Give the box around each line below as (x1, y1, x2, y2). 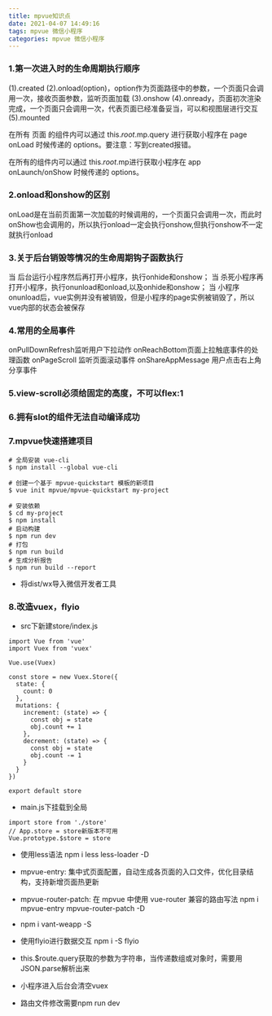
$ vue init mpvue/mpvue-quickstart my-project (8, 486, 169, 494)
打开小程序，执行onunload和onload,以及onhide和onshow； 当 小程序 (8, 282, 240, 292)
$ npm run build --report (8, 563, 96, 571)
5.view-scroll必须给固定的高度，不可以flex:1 (8, 388, 184, 399)
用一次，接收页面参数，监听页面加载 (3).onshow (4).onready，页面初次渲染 (8, 93, 262, 103)
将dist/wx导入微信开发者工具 (20, 579, 116, 589)
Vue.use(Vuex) (8, 659, 57, 667)
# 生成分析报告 (8, 556, 53, 564)
